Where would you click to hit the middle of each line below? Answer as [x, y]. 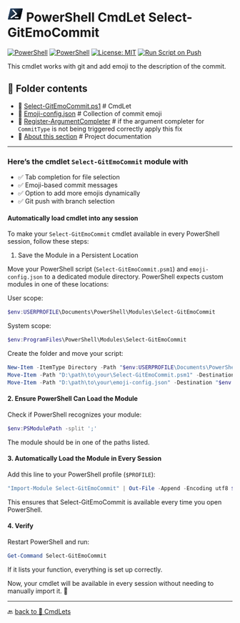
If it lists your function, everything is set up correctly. [85, 569]
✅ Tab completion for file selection [69, 177]
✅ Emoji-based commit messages [67, 185]
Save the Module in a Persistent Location [78, 255]
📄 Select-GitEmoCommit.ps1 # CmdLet [75, 106]
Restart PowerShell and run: [49, 542]
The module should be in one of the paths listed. [79, 442]
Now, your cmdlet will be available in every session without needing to [111, 583]
